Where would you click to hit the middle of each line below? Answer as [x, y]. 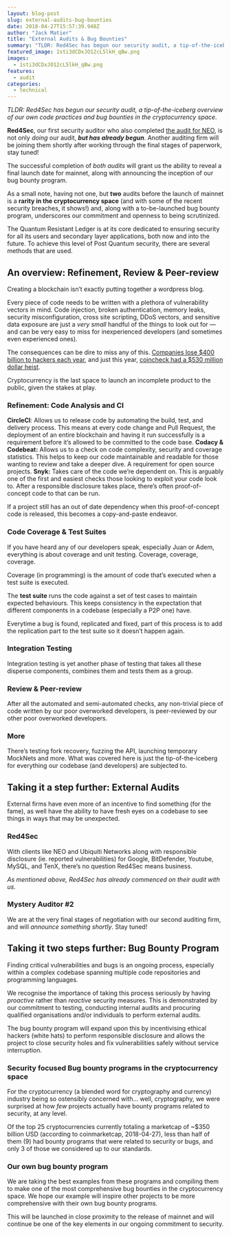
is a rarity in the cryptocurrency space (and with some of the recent [105, 201]
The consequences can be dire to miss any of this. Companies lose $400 [111, 352]
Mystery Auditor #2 [41, 904]
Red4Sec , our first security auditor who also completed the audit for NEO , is [115, 131]
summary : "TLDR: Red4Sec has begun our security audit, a [92, 45]
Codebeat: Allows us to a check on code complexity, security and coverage [114, 450]
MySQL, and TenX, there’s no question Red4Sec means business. [100, 866]
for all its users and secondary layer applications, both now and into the [108, 236]
